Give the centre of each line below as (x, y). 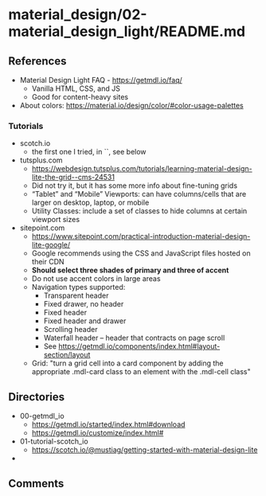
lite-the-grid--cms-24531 (73, 178)
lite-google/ (51, 245)
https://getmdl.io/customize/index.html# (98, 433)
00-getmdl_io (42, 416)
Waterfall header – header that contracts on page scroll (134, 338)
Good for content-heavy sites (80, 97)
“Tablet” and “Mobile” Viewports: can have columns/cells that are (139, 194)
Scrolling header (70, 330)
